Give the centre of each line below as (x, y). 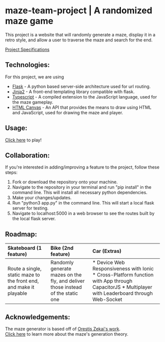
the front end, (23, 281)
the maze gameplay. (33, 102)
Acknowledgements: (38, 317)
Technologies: (27, 65)
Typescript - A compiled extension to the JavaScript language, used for (84, 97)
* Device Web (109, 263)
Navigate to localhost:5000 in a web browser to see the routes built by (83, 213)
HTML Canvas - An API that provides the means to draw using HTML (82, 107)
